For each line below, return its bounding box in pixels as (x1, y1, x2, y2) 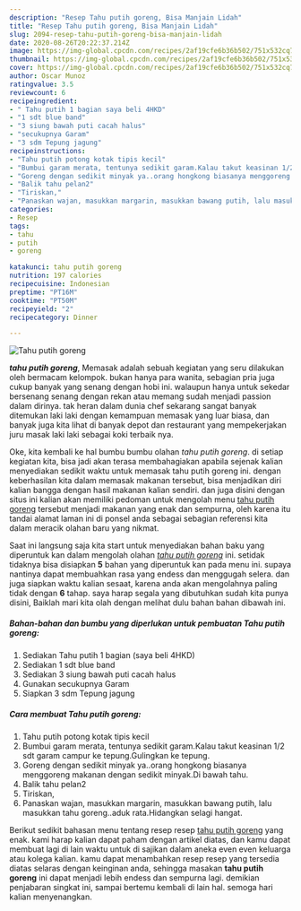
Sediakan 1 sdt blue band (21, 660, 116, 671)
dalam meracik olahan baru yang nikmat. (9, 523, 159, 534)
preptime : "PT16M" (9, 288, 78, 297)
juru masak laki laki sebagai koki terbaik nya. (9, 429, 174, 440)
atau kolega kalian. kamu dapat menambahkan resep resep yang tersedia (9, 854, 279, 864)
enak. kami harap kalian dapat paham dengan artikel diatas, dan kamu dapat (9, 835, 291, 846)
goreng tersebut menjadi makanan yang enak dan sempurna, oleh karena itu (9, 504, 291, 515)
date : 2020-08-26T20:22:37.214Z (9, 38, 130, 48)
